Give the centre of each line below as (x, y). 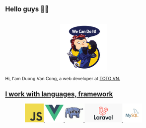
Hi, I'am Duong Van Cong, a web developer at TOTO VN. (63, 78)
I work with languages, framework (59, 94)
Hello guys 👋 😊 (27, 9)
